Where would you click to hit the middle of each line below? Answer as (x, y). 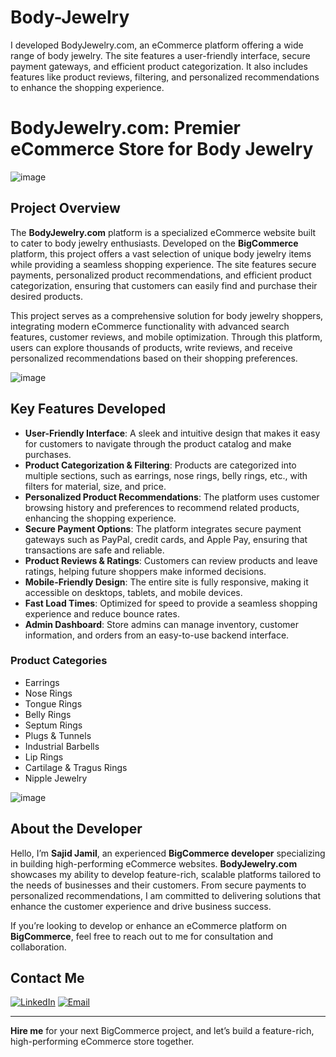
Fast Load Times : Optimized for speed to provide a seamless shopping (171, 603)
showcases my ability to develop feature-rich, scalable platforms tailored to (166, 874)
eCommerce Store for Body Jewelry (162, 149)
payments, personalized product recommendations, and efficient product (161, 275)
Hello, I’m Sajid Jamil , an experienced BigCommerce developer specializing (168, 853)
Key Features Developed (88, 409)
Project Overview (65, 208)
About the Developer (76, 829)
